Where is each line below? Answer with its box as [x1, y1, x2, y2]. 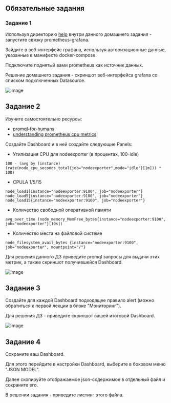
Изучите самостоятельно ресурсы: [5, 115, 82, 122]
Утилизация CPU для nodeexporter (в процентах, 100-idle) [12, 151, 139, 157]
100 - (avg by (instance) [5, 161, 60, 166]
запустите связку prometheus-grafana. [5, 36, 90, 43]
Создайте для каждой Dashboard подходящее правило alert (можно [5, 297, 155, 304]
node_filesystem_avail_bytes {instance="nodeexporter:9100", [5, 240, 139, 245]
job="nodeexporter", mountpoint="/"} [5, 245, 86, 250]
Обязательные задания [5, 4, 84, 13]
